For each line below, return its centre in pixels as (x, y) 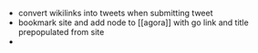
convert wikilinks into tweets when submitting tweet (115, 13)
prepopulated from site (61, 32)
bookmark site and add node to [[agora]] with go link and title (133, 22)
